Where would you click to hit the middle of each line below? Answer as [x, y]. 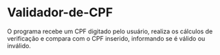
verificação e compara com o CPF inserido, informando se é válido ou [106, 38]
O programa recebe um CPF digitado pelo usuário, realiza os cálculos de [110, 31]
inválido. [19, 45]
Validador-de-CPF [60, 13]
